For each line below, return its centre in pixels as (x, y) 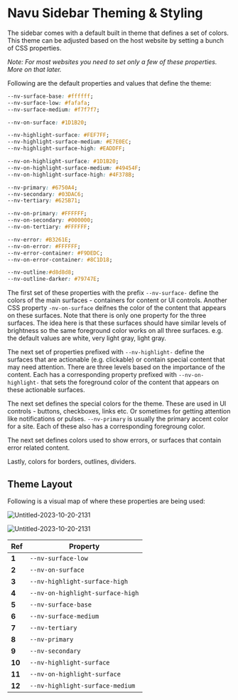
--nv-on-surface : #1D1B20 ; (47, 123)
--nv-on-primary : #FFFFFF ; (47, 214)
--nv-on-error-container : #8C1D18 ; (60, 259)
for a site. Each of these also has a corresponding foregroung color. (106, 426)
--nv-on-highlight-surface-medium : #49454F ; (74, 168)
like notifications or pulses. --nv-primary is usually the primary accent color (118, 419)
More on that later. (34, 69)
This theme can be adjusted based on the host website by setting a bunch (116, 40)
